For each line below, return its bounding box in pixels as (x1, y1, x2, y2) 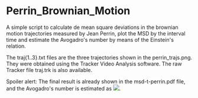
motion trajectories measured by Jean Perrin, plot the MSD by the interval (6, 30, 186, 37)
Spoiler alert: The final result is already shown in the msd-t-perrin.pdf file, (6, 78, 186, 85)
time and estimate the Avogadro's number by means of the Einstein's (6, 36, 174, 43)
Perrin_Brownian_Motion (6, 4, 131, 18)
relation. (6, 43, 27, 50)
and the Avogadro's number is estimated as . (6, 84, 121, 92)
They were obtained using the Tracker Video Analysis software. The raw (6, 60, 182, 67)
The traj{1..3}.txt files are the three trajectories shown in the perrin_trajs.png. (6, 54, 193, 61)
